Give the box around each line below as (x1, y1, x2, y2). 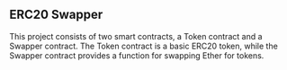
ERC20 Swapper (9, 7, 103, 22)
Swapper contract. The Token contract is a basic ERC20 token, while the (9, 40, 279, 51)
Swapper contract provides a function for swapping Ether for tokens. (9, 49, 265, 61)
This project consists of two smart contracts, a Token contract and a (9, 31, 263, 41)
